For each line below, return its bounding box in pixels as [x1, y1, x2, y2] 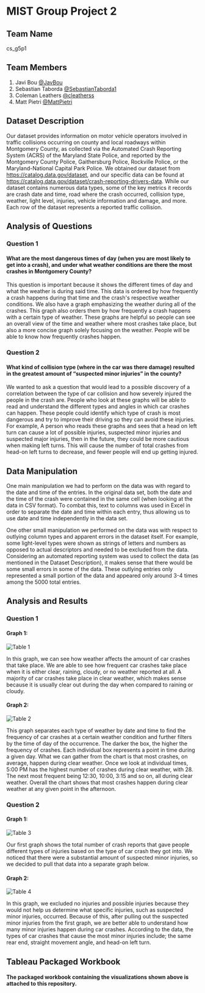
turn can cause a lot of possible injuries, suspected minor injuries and [6, 429, 181, 436]
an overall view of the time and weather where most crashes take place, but [6, 320, 197, 327]
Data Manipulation [6, 466, 78, 476]
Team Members [6, 62, 67, 73]
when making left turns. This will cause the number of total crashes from [6, 442, 189, 449]
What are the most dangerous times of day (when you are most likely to [6, 255, 191, 262]
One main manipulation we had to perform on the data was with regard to [6, 482, 190, 490]
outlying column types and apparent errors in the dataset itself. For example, [6, 533, 199, 540]
